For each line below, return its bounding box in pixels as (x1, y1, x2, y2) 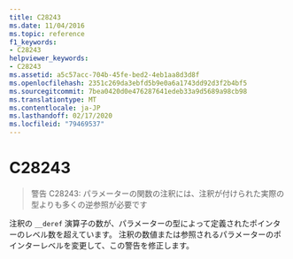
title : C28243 (9, 12, 62, 22)
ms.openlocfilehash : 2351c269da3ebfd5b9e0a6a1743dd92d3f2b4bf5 (9, 79, 248, 88)
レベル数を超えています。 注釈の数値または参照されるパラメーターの (24, 229, 274, 240)
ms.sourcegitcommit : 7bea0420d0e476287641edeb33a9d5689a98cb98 (9, 87, 248, 95)
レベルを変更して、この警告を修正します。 (39, 240, 195, 250)
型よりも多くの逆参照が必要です (30, 199, 148, 209)
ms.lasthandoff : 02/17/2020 (9, 111, 113, 120)
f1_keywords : (9, 37, 58, 47)
